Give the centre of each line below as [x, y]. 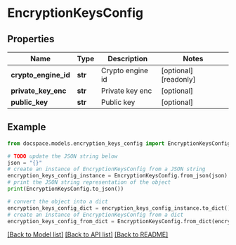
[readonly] [178, 79]
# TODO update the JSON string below [63, 156]
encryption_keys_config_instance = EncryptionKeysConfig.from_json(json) [118, 176]
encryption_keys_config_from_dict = [61, 221]
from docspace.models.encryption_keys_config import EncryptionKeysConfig [119, 143]
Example [27, 127]
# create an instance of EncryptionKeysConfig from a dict [96, 215]
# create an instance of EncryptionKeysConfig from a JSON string [106, 169]
